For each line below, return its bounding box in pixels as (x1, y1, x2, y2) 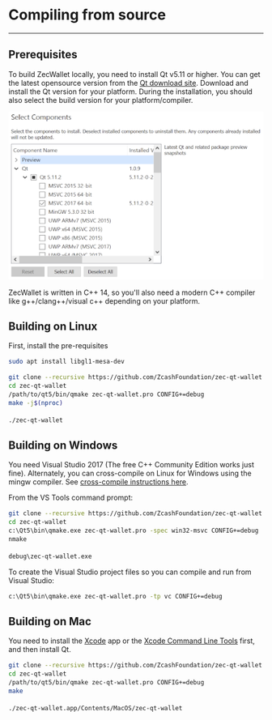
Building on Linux (8, 320, 98, 334)
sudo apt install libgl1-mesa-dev (8, 358, 125, 366)
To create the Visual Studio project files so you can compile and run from (8, 567, 253, 577)
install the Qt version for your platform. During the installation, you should (8, 87, 253, 96)
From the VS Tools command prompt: (8, 492, 134, 503)
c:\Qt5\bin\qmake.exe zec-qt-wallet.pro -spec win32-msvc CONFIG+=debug (8, 526, 259, 535)
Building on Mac (8, 614, 91, 628)
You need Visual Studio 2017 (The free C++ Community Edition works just (8, 460, 255, 470)
